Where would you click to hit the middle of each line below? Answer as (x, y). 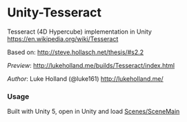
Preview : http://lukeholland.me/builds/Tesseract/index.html (91, 65)
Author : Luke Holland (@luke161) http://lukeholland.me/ (85, 78)
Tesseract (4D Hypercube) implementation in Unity (79, 32)
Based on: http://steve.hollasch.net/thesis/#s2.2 (76, 52)
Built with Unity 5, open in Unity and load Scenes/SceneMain (93, 112)
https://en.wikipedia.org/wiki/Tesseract (63, 38)
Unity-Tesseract (55, 13)
